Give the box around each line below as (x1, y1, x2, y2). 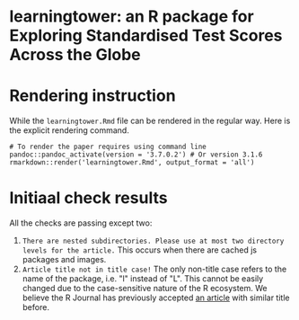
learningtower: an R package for (9, 6, 254, 27)
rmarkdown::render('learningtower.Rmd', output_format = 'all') (9, 158, 255, 167)
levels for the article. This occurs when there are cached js (22, 244, 258, 255)
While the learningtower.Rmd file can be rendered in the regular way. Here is (9, 115, 291, 127)
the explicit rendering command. (9, 125, 130, 136)
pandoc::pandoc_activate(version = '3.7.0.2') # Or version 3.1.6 (9, 150, 263, 159)
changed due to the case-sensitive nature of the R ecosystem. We (22, 283, 268, 294)
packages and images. (22, 254, 107, 265)
